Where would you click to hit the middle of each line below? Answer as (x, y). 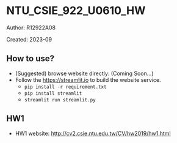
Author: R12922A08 (31, 28)
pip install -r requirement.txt (65, 87)
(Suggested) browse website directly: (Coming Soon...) (84, 73)
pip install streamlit (53, 93)
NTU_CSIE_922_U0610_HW (76, 11)
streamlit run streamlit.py (60, 100)
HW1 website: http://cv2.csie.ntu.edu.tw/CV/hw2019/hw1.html (93, 133)
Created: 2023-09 (29, 39)
